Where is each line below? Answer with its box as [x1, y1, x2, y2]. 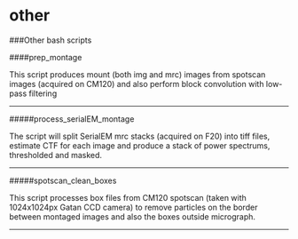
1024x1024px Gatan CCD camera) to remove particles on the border [9, 202, 258, 212]
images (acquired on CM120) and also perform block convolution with [9, 78, 264, 89]
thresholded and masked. [9, 149, 103, 160]
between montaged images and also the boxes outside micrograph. [9, 211, 255, 222]
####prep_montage [9, 52, 82, 62]
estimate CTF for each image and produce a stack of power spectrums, [9, 139, 271, 151]
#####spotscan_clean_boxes [9, 175, 117, 186]
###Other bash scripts [9, 35, 92, 45]
